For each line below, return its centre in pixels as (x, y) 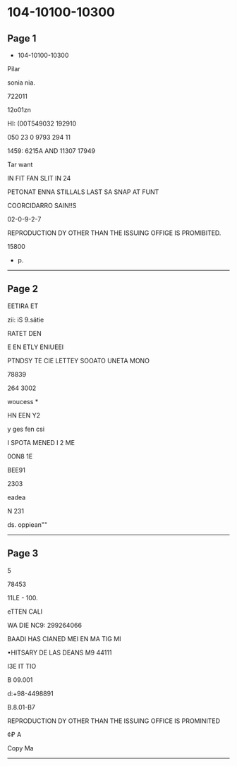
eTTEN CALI (25, 612)
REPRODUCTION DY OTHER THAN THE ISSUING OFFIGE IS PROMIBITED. (114, 233)
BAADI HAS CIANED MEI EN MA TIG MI (64, 638)
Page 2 (23, 289)
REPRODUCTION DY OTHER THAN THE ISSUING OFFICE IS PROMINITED (114, 721)
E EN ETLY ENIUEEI (36, 347)
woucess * (23, 401)
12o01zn (19, 110)
